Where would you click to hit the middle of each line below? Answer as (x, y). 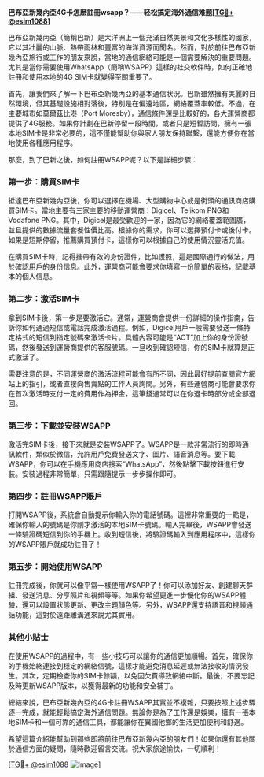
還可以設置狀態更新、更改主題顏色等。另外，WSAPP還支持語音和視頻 (134, 605)
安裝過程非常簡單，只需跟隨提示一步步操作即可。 (101, 474)
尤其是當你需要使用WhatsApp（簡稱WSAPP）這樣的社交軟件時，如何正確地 (130, 67)
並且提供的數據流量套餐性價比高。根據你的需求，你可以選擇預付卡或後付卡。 (132, 230)
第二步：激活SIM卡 (44, 299)
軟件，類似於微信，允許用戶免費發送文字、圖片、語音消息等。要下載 (125, 454)
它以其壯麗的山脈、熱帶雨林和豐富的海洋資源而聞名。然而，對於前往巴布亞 (128, 47)
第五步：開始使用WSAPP (55, 567)
